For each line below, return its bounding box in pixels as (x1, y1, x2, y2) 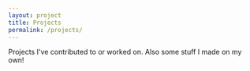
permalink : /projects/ (8, 26, 83, 34)
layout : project (8, 11, 62, 20)
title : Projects (8, 19, 62, 27)
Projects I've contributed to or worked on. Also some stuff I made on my (8, 48, 242, 57)
